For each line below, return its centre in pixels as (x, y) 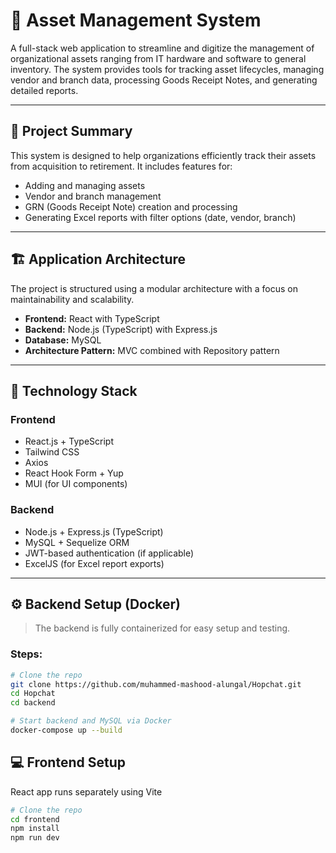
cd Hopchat (33, 694)
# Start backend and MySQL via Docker (91, 721)
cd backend (33, 703)
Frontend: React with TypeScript (92, 318)
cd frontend (35, 819)
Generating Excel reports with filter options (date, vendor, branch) (160, 217)
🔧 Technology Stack (74, 390)
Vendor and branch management (93, 196)
